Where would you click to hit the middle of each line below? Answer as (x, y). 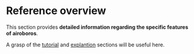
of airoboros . (22, 33)
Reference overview (56, 11)
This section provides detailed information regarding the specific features (97, 27)
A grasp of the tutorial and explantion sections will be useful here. (86, 45)
